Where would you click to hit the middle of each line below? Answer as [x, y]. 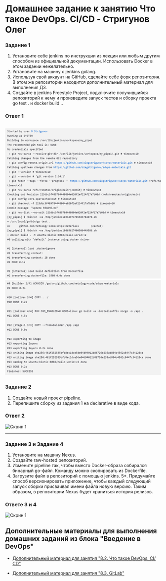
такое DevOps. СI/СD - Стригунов [77, 19]
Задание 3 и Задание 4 [34, 444]
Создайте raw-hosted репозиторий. [50, 460]
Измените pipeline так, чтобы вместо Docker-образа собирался [80, 466]
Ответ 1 [14, 116]
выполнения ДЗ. [30, 88]
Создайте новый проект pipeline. [47, 398]
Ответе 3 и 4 [21, 505]
